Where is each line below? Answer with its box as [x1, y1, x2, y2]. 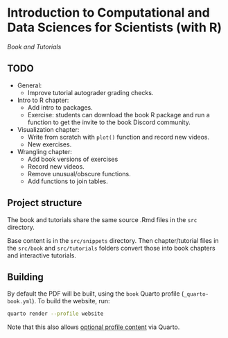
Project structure [7, 197, 82, 209]
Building [7, 271, 44, 282]
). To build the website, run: [32, 297, 110, 305]
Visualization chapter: [17, 125, 80, 133]
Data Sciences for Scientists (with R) [7, 19, 222, 35]
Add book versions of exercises [27, 155, 119, 163]
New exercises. [27, 140, 72, 149]
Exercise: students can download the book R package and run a [27, 110, 210, 119]
